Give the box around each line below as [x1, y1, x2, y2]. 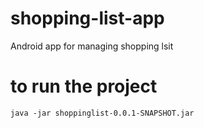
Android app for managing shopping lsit [10, 40, 174, 52]
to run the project [10, 75, 158, 98]
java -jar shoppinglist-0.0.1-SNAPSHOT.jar [10, 108, 195, 118]
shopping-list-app [10, 7, 165, 30]
